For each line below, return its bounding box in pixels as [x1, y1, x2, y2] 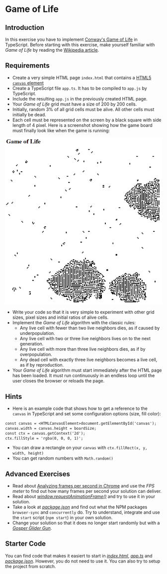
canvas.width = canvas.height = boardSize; [5, 426, 97, 431]
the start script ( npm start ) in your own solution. [12, 515, 113, 521]
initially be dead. [12, 111, 46, 117]
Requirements [5, 61, 50, 70]
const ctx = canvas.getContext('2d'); [5, 431, 85, 436]
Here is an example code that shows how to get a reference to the [12, 405, 148, 411]
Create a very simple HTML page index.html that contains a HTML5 [12, 75, 152, 81]
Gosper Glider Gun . [12, 525, 52, 531]
